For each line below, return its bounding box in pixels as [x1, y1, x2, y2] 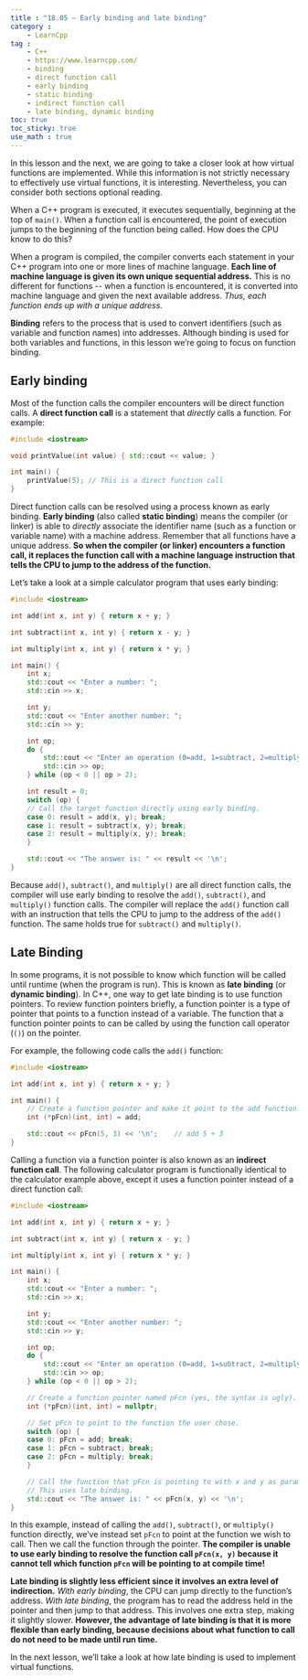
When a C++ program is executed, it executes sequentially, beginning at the [10, 204, 296, 215]
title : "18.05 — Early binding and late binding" [10, 13, 207, 23]
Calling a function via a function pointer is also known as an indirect [10, 1154, 267, 1165]
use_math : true [10, 133, 72, 142]
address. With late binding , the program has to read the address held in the [10, 1595, 293, 1606]
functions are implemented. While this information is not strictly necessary [10, 166, 291, 178]
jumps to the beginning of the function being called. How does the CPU [10, 223, 280, 234]
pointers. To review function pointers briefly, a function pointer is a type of [10, 998, 291, 1009]
